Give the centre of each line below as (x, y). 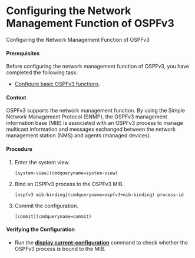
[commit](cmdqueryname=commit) (53, 216)
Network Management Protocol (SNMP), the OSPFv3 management (87, 117)
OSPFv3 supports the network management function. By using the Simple (96, 111)
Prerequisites (23, 53)
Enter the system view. (42, 162)
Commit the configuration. (46, 206)
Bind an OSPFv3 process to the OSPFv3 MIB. (69, 184)
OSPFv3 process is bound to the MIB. (60, 249)
